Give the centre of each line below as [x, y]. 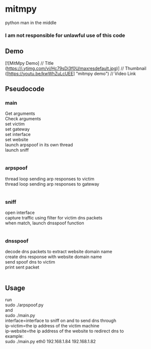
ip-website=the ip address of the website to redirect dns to [64, 331]
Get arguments [20, 113]
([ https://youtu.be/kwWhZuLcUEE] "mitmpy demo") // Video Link [71, 73]
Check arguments [23, 119]
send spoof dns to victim [30, 262]
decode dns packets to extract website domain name [59, 252]
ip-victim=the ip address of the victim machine [52, 326]
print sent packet [22, 267]
